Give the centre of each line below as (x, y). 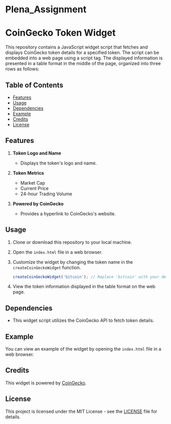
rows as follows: (22, 69)
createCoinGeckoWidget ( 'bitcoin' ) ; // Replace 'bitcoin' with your (86, 277)
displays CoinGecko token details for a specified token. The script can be (82, 53)
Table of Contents (34, 85)
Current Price (34, 188)
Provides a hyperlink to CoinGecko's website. (68, 213)
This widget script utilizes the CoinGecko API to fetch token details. (83, 320)
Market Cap (33, 183)
